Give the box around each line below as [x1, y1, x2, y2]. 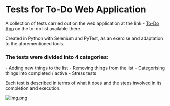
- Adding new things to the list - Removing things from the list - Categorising [5, 65, 165, 71]
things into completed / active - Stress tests [5, 70, 96, 76]
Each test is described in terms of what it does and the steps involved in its [5, 80, 162, 86]
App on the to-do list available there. [5, 25, 82, 31]
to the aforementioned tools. [5, 40, 65, 46]
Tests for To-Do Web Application [5, 4, 146, 15]
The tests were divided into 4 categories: [5, 53, 109, 60]
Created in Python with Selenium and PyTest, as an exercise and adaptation [5, 35, 163, 41]
